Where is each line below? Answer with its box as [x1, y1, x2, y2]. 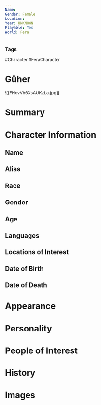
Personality [5, 323, 52, 334]
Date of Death [5, 281, 47, 290]
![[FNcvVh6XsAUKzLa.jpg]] [5, 90, 59, 96]
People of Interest [5, 345, 78, 356]
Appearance [5, 300, 56, 312]
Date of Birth [5, 264, 44, 273]
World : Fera [5, 30, 29, 35]
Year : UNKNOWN [5, 20, 34, 26]
